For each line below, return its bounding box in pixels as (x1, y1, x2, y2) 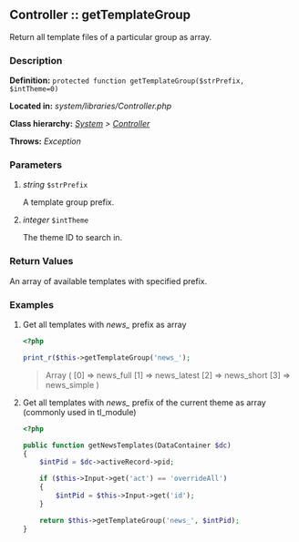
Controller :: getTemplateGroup (9, 7, 191, 23)
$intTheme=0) (9, 85, 59, 94)
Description (9, 54, 63, 66)
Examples (9, 298, 55, 311)
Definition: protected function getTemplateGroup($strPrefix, (9, 75, 244, 86)
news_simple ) (45, 379, 100, 390)
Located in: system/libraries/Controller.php (9, 100, 172, 112)
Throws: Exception (9, 136, 82, 147)
